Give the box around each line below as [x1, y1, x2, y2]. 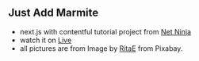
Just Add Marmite [8, 6, 99, 20]
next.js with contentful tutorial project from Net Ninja [19, 27, 192, 36]
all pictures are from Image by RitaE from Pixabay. [19, 43, 183, 53]
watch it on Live [19, 35, 72, 45]
